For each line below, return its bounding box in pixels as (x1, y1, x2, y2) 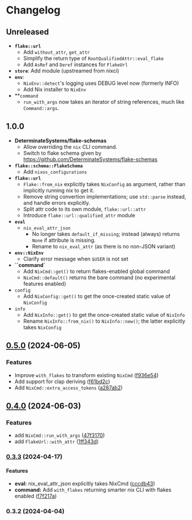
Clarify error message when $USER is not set (23, 255, 128, 262)
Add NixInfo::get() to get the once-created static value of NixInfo (23, 311, 185, 318)
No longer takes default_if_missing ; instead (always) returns (32, 230, 180, 237)
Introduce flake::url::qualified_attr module (23, 211, 135, 218)
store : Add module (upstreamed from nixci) (14, 67, 120, 74)
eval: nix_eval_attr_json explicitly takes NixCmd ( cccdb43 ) (14, 480, 156, 487)
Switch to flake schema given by (23, 149, 102, 156)
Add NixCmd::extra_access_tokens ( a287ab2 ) (14, 384, 123, 391)
